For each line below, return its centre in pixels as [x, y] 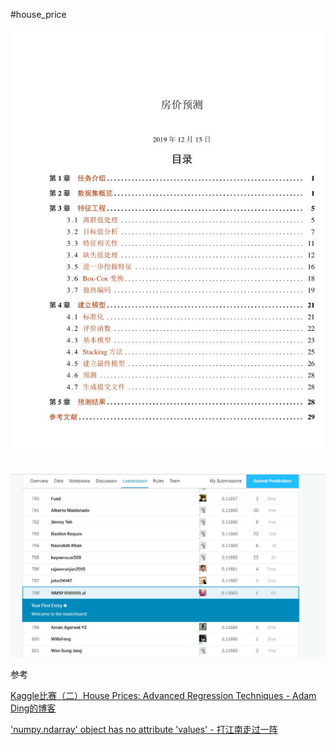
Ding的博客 [33, 708]
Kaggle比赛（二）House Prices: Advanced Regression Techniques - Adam [163, 695]
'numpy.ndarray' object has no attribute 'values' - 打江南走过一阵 [144, 729]
